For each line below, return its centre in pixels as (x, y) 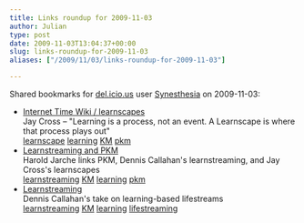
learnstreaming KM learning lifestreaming (100, 208)
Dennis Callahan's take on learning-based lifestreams (123, 198)
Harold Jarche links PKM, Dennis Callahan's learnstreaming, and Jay (151, 160)
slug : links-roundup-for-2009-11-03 (79, 52)
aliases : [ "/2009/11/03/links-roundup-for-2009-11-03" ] (117, 60)
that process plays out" (66, 131)
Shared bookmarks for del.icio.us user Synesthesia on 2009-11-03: (135, 94)
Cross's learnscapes (61, 170)
